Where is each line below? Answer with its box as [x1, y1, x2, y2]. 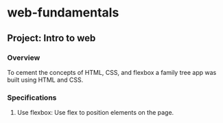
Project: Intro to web [7, 32, 96, 44]
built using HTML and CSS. [7, 76, 84, 84]
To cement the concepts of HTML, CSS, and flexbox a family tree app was [7, 68, 217, 76]
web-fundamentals [7, 5, 119, 21]
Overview [7, 53, 40, 63]
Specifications [7, 93, 57, 102]
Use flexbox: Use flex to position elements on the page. [16, 109, 174, 117]
